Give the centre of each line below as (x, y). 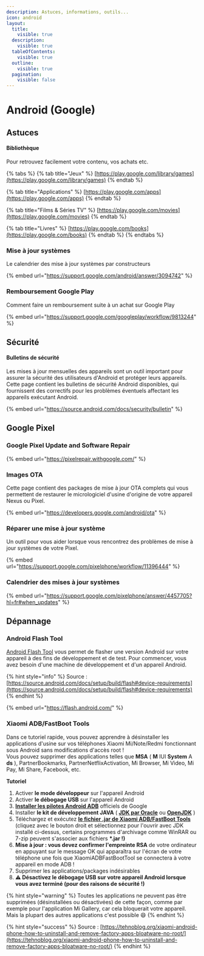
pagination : (27, 74)
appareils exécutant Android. (42, 398)
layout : (16, 23)
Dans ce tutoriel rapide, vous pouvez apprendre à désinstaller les (88, 737)
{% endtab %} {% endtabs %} (126, 235)
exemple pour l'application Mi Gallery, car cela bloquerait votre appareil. (96, 908)
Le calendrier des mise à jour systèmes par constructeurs (78, 264)
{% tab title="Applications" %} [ (46, 191)
